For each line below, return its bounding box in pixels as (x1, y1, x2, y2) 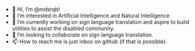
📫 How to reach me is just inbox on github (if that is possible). (11, 38, 167, 45)
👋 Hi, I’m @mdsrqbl (11, 6, 60, 13)
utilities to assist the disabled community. (11, 25, 115, 32)
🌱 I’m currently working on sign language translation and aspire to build (11, 19, 190, 25)
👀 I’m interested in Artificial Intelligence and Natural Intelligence (11, 12, 170, 19)
